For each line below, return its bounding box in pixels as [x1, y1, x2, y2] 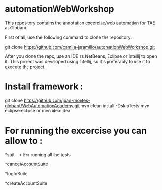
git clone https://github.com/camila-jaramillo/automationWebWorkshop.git [5, 44, 155, 50]
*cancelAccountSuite [5, 161, 48, 167]
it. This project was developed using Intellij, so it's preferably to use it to [5, 58, 151, 64]
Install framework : [5, 81, 83, 92]
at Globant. [5, 25, 28, 30]
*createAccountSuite [5, 180, 48, 186]
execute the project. [5, 64, 46, 70]
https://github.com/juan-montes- [24, 97, 91, 103]
